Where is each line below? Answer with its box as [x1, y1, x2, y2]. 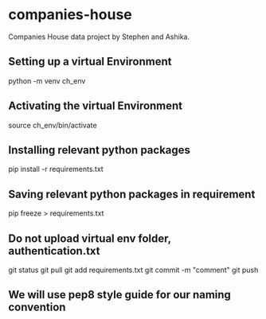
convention [8, 301, 66, 314]
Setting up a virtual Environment [8, 55, 172, 68]
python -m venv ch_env [8, 76, 86, 85]
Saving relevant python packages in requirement [8, 187, 256, 200]
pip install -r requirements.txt [8, 165, 104, 174]
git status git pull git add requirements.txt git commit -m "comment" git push [8, 265, 259, 274]
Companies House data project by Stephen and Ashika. [8, 32, 190, 41]
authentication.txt [8, 244, 101, 258]
